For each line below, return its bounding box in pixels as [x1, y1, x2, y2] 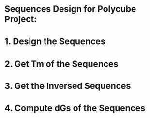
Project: [4, 14, 37, 25]
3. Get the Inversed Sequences [4, 80, 131, 91]
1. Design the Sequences [4, 36, 106, 47]
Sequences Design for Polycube [4, 3, 136, 15]
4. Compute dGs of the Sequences [4, 102, 146, 114]
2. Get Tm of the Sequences [4, 58, 119, 69]
